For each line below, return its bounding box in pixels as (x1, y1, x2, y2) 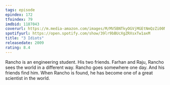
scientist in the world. (5, 75, 50, 81)
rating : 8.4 (5, 45, 30, 50)
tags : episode (5, 7, 35, 13)
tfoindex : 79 (5, 17, 33, 22)
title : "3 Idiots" (5, 36, 44, 41)
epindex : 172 (5, 12, 33, 17)
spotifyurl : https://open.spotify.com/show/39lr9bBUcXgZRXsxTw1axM (5, 31, 151, 36)
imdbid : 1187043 (5, 21, 39, 27)
